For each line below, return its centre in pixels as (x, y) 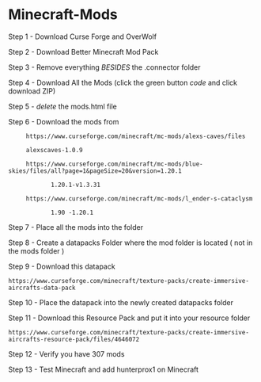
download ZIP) (32, 91)
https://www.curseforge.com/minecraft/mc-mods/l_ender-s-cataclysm (139, 199)
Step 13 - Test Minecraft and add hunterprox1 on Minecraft (104, 369)
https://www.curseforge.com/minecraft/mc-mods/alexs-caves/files (136, 136)
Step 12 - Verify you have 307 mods (66, 353)
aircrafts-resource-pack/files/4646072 (74, 339)
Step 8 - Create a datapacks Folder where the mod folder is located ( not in (130, 243)
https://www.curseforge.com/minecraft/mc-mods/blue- (114, 164)
